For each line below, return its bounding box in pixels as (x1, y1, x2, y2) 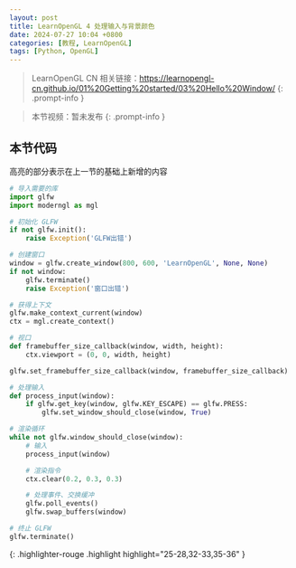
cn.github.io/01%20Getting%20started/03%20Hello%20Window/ (31, 83, 276, 94)
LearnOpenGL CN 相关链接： (31, 73, 140, 84)
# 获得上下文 (9, 300, 51, 309)
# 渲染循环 (9, 424, 45, 434)
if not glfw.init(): (9, 225, 88, 235)
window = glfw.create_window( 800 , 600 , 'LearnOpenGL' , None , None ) (9, 259, 269, 268)
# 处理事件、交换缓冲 (25, 490, 95, 500)
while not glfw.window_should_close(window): (9, 433, 183, 442)
